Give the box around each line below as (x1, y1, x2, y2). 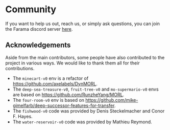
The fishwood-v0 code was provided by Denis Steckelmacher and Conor (12, 107, 165, 114)
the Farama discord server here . (5, 26, 73, 32)
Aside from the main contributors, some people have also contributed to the (5, 54, 165, 60)
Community (5, 4, 57, 15)
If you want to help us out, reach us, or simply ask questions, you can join (5, 20, 160, 27)
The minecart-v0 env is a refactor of (12, 75, 89, 81)
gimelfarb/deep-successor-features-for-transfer (12, 102, 115, 109)
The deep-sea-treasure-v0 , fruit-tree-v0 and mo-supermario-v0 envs (12, 86, 159, 92)
